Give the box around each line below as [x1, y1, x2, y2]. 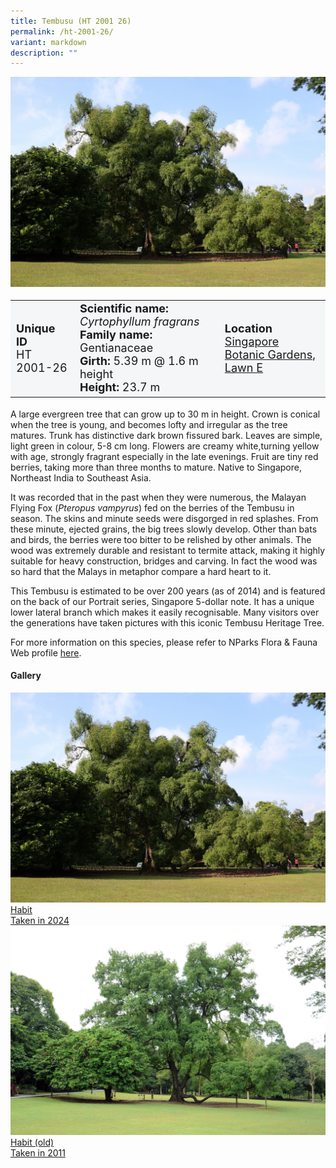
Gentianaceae [79, 341, 154, 355]
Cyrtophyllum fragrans [79, 315, 200, 329]
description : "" [10, 48, 78, 58]
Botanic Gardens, [224, 347, 317, 362]
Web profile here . [10, 646, 82, 659]
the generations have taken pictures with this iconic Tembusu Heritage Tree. [10, 616, 325, 629]
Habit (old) [10, 1136, 55, 1149]
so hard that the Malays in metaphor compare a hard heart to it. [10, 565, 272, 577]
